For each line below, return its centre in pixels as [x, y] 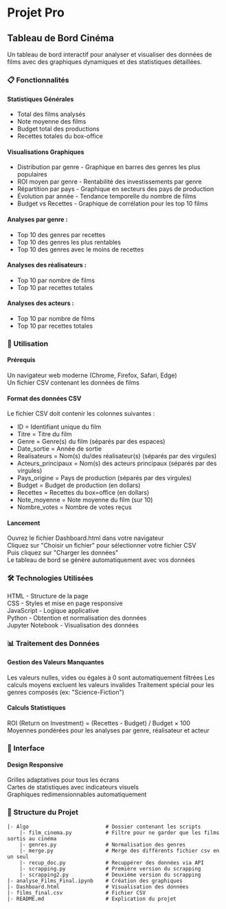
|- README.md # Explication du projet [92, 899]
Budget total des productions [58, 129]
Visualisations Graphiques [46, 152]
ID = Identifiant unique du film [59, 427]
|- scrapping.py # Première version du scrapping [110, 868]
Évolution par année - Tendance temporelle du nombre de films [107, 197]
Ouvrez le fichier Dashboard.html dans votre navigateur [86, 538]
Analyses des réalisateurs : [47, 265]
